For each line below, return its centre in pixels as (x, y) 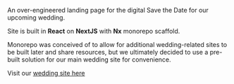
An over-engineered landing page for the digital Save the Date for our (108, 10)
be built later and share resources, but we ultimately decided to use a (108, 52)
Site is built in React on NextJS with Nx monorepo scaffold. (94, 31)
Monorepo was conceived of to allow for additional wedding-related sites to (117, 44)
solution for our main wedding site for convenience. (96, 59)
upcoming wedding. (36, 17)
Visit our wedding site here (46, 73)
